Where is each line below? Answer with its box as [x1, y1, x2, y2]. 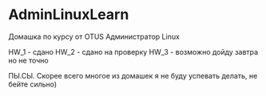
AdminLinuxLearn [8, 6, 129, 24]
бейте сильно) [8, 79, 58, 89]
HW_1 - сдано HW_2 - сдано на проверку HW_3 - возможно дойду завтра [8, 47, 258, 56]
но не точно [8, 56, 50, 65]
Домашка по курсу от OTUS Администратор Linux [8, 32, 180, 41]
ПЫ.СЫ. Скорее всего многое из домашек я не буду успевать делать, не [8, 71, 258, 80]
